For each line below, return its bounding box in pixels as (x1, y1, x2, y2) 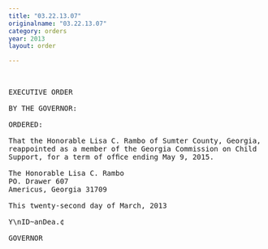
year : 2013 (8, 34, 45, 43)
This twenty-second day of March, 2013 (8, 201, 167, 211)
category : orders (8, 27, 67, 35)
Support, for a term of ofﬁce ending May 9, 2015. (8, 152, 214, 162)
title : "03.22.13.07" (8, 11, 82, 20)
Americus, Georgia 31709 (8, 185, 107, 195)
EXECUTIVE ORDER (8, 88, 73, 97)
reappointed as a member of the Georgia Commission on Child (8, 144, 257, 154)
